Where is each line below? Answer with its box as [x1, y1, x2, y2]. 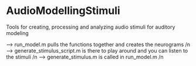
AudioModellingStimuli [6, 4, 120, 18]
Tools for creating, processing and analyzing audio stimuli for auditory [6, 23, 175, 30]
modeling [6, 29, 29, 36]
